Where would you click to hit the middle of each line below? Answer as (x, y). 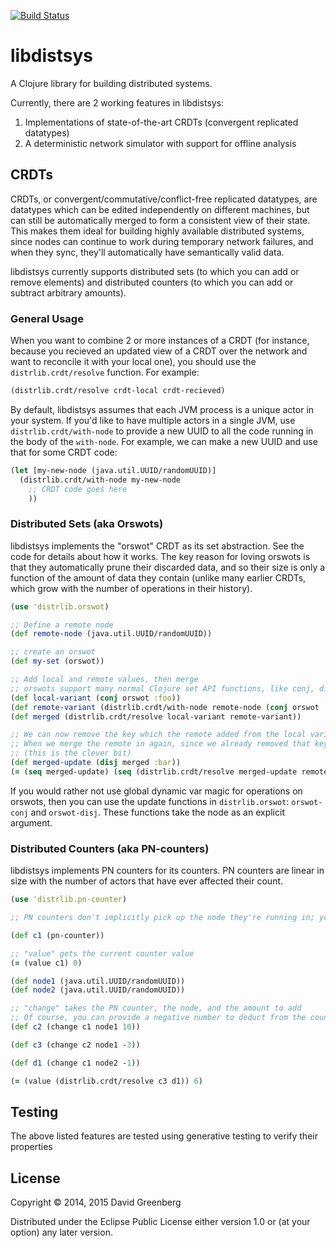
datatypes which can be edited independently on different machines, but (160, 209)
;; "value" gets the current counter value (102, 953)
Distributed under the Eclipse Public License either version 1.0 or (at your (160, 1222)
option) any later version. (61, 1232)
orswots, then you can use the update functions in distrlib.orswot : (150, 801)
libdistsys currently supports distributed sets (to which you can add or (155, 271)
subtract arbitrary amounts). (68, 292)
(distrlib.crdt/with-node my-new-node (100, 480)
